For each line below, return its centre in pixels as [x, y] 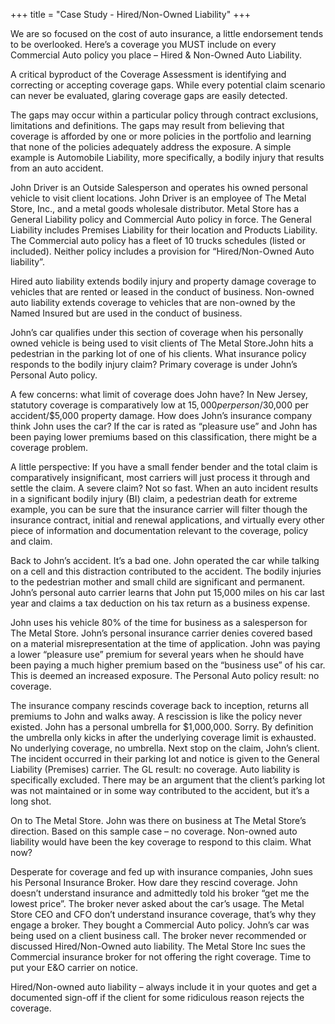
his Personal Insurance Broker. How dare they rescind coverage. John [154, 882]
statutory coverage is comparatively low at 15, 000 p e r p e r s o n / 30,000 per [159, 405]
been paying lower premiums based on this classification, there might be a [164, 437]
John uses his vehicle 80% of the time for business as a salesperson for [159, 622]
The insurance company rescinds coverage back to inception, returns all [159, 705]
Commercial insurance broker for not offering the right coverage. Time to [161, 957]
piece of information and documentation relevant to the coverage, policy [159, 530]
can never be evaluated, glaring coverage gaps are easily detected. [149, 95]
